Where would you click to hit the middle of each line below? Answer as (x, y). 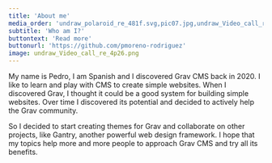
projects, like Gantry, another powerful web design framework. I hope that (132, 135)
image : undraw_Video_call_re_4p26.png (74, 53)
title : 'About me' (39, 16)
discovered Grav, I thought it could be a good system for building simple (129, 93)
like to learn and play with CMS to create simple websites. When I (117, 85)
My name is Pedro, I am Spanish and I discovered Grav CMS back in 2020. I (134, 76)
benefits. (23, 152)
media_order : (30, 23)
